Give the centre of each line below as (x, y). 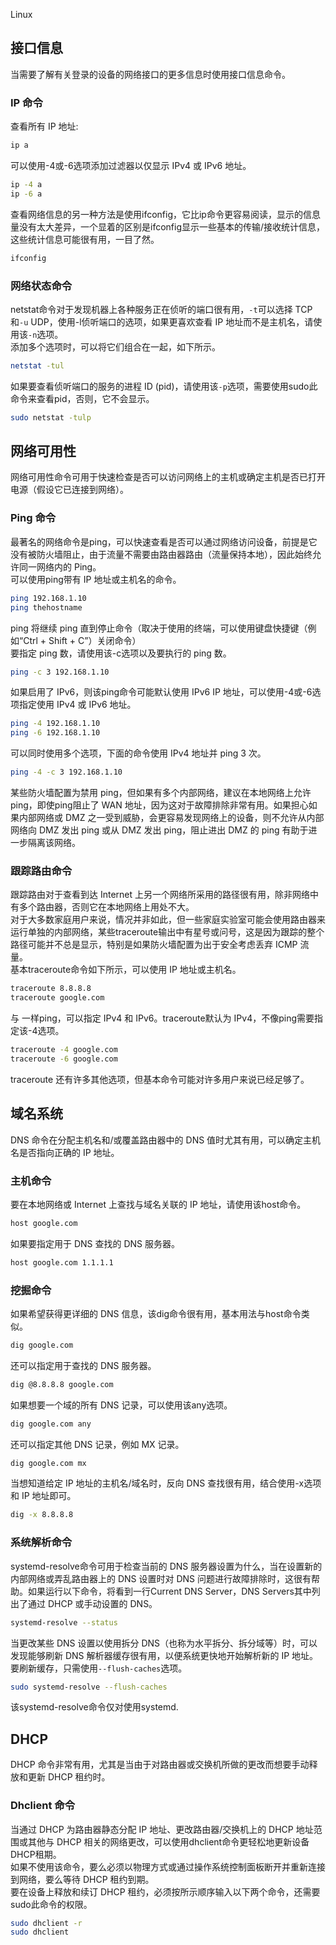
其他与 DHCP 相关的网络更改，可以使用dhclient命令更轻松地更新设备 (168, 1841)
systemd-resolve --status (64, 1622)
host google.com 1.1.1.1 (62, 1262)
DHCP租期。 (36, 1854)
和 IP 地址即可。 (43, 1496)
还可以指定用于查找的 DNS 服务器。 (83, 1365)
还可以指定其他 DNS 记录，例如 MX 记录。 (97, 1444)
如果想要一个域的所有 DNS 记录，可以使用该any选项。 (121, 1405)
